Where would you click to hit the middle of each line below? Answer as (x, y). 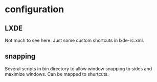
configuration (35, 9)
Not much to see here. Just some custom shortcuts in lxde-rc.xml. (74, 40)
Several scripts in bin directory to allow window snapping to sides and (78, 69)
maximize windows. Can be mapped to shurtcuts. (57, 74)
